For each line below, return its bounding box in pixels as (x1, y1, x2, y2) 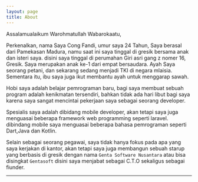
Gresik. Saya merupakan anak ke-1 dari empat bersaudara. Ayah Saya (6, 60, 176, 68)
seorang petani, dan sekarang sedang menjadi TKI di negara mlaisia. (6, 67, 173, 74)
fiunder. (6, 163, 25, 171)
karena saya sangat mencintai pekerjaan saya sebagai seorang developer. (6, 97, 186, 104)
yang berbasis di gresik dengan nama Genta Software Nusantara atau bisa (6, 151, 186, 158)
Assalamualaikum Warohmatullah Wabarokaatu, (6, 30, 122, 37)
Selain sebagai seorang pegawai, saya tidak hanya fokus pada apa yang (6, 138, 181, 145)
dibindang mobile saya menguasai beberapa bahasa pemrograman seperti (6, 121, 187, 128)
